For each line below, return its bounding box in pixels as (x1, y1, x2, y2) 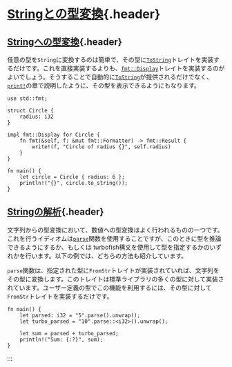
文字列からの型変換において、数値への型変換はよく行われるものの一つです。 (7, 226, 224, 234)
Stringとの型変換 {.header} (7, 6, 161, 22)
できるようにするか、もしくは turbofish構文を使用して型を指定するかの (7, 243, 210, 251)
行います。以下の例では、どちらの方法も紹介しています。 (25, 251, 188, 259)
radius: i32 (19, 113, 54, 120)
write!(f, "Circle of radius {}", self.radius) (32, 143, 171, 150)
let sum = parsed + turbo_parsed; (19, 330, 119, 337)
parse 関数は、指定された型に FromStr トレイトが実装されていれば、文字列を (7, 266, 220, 275)
